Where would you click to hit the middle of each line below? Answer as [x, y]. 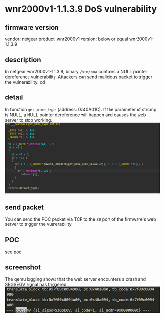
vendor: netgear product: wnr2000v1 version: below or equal [67, 39]
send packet [25, 207]
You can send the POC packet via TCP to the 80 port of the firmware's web [81, 219]
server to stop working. [29, 120]
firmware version [32, 27]
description [23, 60]
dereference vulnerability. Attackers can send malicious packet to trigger [79, 77]
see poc [13, 252]
